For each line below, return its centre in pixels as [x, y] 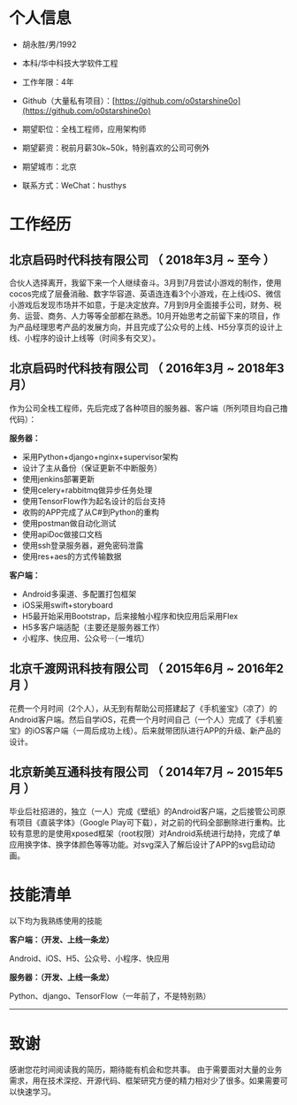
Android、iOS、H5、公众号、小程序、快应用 [89, 959]
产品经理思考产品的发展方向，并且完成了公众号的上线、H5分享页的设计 [146, 326]
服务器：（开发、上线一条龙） [61, 978]
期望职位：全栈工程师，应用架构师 [84, 128]
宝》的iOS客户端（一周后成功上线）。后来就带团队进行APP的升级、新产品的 [145, 730]
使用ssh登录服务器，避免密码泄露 [83, 545]
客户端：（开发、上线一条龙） [61, 940]
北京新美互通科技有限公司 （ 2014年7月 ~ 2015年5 [146, 772]
